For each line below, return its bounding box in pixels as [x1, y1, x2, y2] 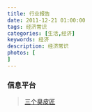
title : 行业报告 [7, 10, 50, 17]
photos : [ [7, 50, 36, 57]
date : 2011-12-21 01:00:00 [7, 17, 86, 24]
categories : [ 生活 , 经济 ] [7, 29, 75, 37]
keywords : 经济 [7, 36, 49, 43]
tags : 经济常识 [7, 23, 47, 30]
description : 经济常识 [7, 43, 69, 50]
